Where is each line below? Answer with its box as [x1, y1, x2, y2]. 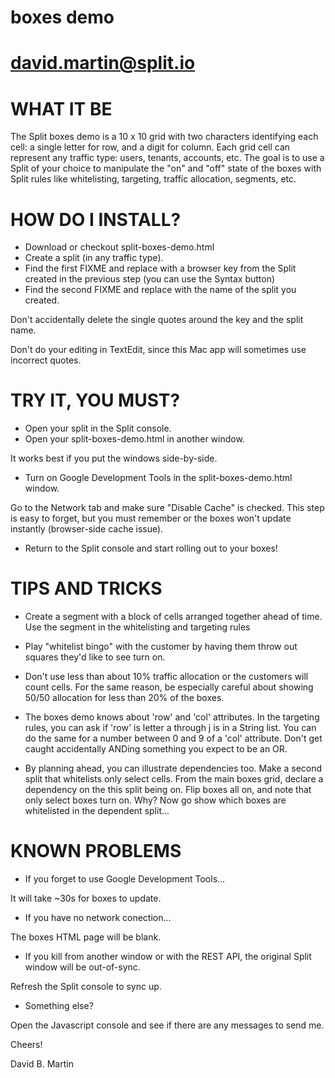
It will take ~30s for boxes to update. [10, 892, 162, 905]
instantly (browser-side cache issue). [10, 523, 164, 535]
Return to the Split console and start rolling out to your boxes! [24, 542, 278, 555]
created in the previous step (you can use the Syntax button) [24, 273, 276, 285]
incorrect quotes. [10, 354, 82, 366]
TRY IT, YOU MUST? [10, 389, 181, 412]
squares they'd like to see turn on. [24, 651, 166, 663]
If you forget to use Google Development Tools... [24, 873, 226, 885]
